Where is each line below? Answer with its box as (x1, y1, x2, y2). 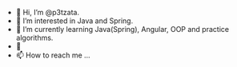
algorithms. (15, 33, 54, 42)
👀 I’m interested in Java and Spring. (15, 16, 134, 26)
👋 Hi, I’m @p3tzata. (15, 8, 80, 17)
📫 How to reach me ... (15, 50, 90, 60)
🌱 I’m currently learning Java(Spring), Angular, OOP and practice (15, 25, 230, 33)
